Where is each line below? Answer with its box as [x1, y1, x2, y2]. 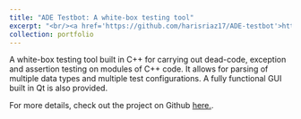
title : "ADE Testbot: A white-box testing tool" [9, 13, 194, 22]
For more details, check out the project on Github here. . [9, 100, 214, 111]
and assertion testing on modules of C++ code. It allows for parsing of [9, 64, 269, 74]
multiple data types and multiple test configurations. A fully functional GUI [9, 73, 282, 84]
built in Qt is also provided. [9, 82, 108, 94]
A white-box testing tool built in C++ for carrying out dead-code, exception [9, 55, 287, 65]
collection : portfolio [9, 30, 94, 38]
